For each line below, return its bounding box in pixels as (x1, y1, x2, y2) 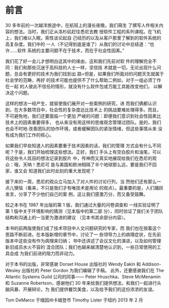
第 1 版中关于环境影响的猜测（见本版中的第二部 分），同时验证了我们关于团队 (5, 208, 163, 214)
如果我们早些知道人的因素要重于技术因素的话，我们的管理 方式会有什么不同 (5, 142, 161, 149)
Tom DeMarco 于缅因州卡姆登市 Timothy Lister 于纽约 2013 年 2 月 (5, 297, 143, 303)
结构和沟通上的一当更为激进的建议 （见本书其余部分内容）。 (5, 214, 128, 220)
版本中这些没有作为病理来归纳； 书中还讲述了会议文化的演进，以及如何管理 (5, 237, 161, 243)
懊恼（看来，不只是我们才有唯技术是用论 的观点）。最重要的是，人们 (14, 184, 155, 191)
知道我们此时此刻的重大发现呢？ (28, 167, 95, 174)
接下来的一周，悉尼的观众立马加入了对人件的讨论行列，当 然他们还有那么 (5, 178, 157, 184)
